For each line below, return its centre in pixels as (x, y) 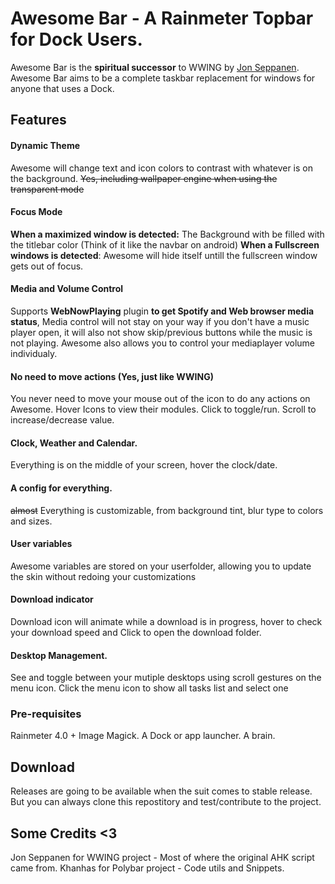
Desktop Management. (59, 655)
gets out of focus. (47, 266)
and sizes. (31, 521)
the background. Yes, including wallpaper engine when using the (144, 178)
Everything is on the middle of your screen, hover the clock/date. (144, 465)
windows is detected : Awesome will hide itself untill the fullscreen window (164, 255)
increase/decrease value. (62, 420)
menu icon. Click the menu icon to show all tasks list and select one (149, 688)
